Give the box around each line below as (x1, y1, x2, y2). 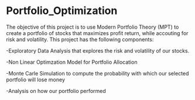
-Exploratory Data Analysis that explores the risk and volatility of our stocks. (6, 47, 190, 54)
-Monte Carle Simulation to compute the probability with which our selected (6, 70, 189, 77)
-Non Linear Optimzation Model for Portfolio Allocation (6, 58, 138, 65)
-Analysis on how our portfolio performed (6, 87, 107, 94)
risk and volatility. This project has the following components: (6, 36, 154, 43)
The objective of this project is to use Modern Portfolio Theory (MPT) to (6, 23, 179, 30)
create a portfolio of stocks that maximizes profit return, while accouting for (6, 29, 189, 36)
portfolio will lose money (6, 76, 66, 83)
